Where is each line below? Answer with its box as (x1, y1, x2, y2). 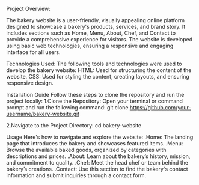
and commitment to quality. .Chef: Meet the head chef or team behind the (6, 159, 188, 166)
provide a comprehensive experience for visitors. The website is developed (6, 36, 193, 43)
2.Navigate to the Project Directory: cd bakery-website (6, 122, 142, 129)
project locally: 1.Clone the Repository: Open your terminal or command (6, 97, 183, 105)
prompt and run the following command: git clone (6, 104, 129, 111)
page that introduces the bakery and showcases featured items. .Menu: (6, 140, 183, 147)
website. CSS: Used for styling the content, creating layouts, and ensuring (6, 73, 189, 80)
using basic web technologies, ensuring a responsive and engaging (6, 42, 174, 49)
